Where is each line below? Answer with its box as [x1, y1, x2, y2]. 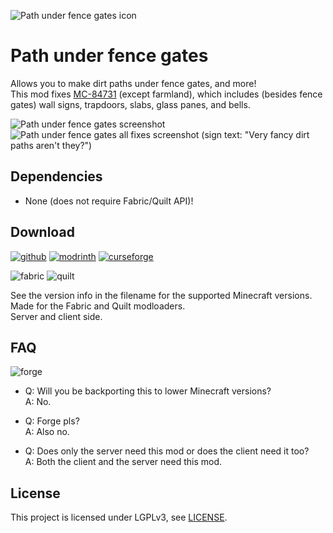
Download [10, 224, 75, 241]
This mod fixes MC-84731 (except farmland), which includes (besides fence [10, 88, 323, 100]
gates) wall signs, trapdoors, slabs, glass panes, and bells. [10, 98, 251, 110]
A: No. [24, 396, 52, 408]
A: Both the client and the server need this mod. [24, 456, 223, 468]
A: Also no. [24, 426, 70, 438]
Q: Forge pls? [24, 415, 80, 427]
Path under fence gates [10, 45, 209, 67]
